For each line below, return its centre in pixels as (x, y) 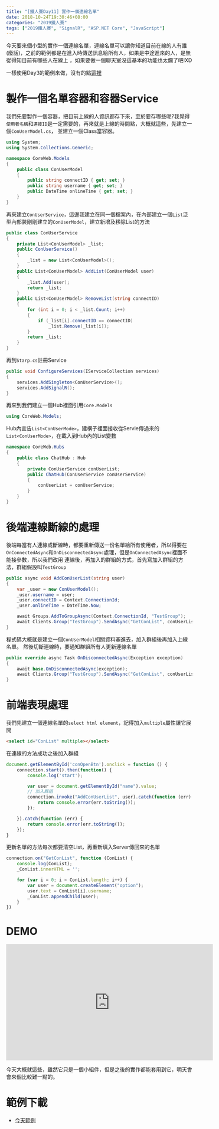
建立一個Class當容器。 (90, 131)
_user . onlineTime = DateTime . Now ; (59, 606)
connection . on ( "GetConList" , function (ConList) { (70, 858)
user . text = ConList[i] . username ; (70, 891)
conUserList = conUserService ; (76, 485)
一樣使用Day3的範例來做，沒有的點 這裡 (54, 73)
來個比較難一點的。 (34, 1077)
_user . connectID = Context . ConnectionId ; (68, 600)
